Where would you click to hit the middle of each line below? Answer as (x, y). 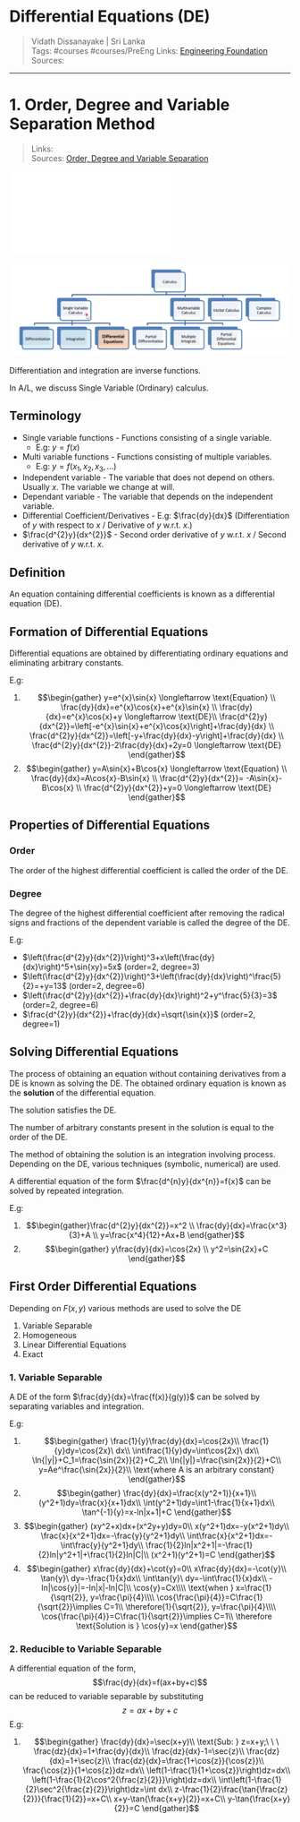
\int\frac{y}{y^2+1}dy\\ (102, 1545)
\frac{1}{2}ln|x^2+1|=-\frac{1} (199, 1545)
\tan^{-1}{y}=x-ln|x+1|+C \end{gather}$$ (157, 1512)
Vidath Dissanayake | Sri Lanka (88, 41)
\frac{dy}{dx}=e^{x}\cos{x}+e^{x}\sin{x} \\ (139, 707)
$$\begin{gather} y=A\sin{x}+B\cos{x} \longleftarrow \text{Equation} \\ (157, 769)
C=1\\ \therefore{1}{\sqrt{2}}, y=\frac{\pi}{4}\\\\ (190, 1606)
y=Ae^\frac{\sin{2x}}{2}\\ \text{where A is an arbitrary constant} (157, 1469)
